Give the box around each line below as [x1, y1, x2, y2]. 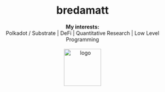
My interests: [65, 23, 100, 30]
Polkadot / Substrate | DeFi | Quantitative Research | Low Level [5, 29, 160, 36]
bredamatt [56, 4, 109, 17]
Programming [65, 36, 100, 43]
